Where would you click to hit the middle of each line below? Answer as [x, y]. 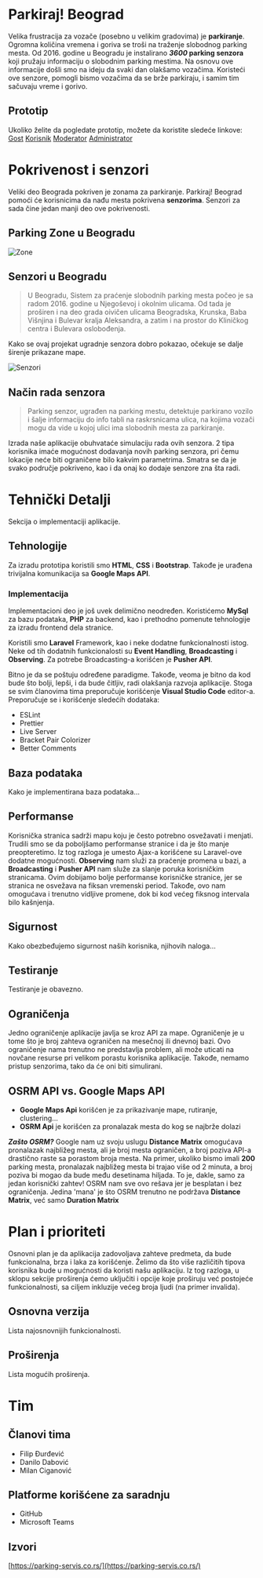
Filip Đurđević [42, 1453]
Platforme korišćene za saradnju [89, 1495]
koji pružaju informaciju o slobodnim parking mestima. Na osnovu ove [121, 61]
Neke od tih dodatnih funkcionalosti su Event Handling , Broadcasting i [123, 651]
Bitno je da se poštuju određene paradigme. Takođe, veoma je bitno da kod [130, 675]
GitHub [31, 1514]
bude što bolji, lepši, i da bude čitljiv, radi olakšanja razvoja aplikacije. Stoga [130, 683]
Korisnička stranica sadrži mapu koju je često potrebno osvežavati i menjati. [131, 835]
